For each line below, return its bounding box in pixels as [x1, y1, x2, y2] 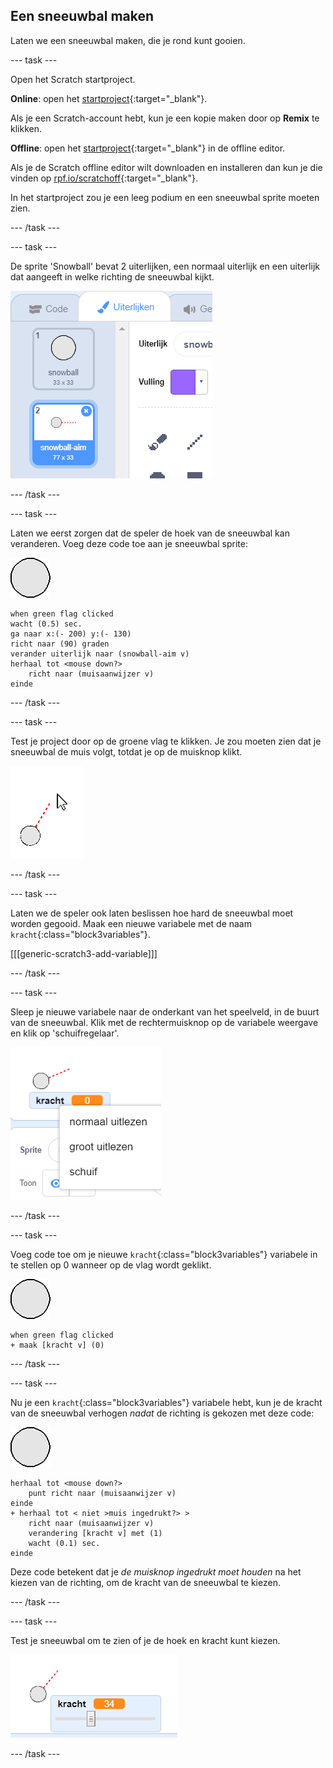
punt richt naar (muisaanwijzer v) [28, 1488, 177, 1498]
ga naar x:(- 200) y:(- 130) [10, 629, 132, 639]
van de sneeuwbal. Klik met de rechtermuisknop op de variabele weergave [10, 1016, 319, 1028]
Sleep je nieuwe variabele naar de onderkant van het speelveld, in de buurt [10, 1005, 320, 1018]
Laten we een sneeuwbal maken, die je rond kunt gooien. [10, 34, 246, 46]
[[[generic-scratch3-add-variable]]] [10, 947, 158, 959]
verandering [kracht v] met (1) [28, 1528, 163, 1538]
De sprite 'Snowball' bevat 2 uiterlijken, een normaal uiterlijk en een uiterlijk [10, 260, 320, 272]
